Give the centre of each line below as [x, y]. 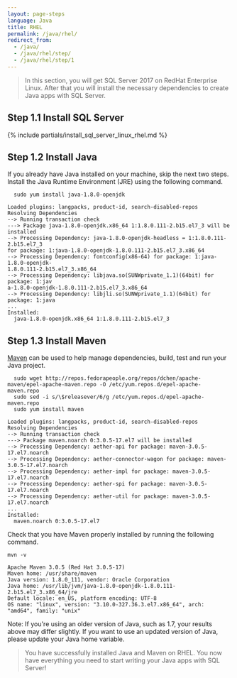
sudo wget [28, 378]
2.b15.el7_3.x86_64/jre [43, 592]
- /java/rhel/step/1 [44, 60]
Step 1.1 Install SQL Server [66, 118]
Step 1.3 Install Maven [57, 340]
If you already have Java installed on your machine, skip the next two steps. [118, 174]
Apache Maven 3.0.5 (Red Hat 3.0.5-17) [66, 568]
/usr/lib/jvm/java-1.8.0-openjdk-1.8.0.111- [109, 586]
